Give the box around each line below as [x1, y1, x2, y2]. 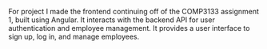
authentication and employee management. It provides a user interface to [8, 24, 250, 32]
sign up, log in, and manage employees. [8, 32, 140, 41]
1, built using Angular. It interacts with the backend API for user [8, 15, 216, 24]
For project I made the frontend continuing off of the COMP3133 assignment [8, 7, 260, 16]
